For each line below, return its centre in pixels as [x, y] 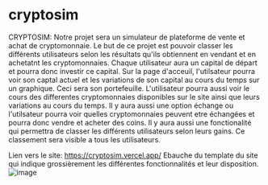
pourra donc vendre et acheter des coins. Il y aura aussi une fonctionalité [130, 122]
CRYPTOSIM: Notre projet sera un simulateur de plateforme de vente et [127, 37]
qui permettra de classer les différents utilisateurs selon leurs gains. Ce [127, 131]
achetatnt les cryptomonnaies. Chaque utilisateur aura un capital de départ [133, 63]
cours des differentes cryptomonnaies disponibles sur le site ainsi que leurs [134, 97]
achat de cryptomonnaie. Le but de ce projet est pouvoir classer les [121, 45]
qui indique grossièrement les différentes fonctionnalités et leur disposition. [134, 163]
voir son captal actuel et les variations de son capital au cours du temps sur [134, 80]
